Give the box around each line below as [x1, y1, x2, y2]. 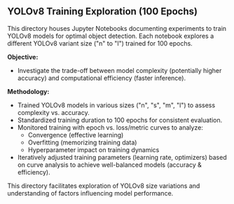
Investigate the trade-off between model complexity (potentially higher [17, 66, 222, 74]
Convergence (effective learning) [27, 130, 124, 139]
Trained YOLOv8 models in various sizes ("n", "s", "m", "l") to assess [17, 101, 216, 109]
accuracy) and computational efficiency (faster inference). [17, 74, 186, 82]
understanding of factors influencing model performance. [7, 189, 174, 197]
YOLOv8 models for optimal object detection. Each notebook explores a [7, 32, 214, 40]
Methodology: [7, 87, 50, 95]
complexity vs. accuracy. [17, 108, 90, 116]
